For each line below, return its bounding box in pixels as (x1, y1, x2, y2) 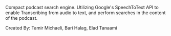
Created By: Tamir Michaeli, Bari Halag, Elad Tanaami (5, 25, 117, 31)
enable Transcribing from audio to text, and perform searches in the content (5, 10, 166, 16)
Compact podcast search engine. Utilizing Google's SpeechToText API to (5, 5, 159, 10)
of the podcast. (5, 15, 38, 21)
